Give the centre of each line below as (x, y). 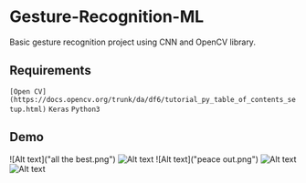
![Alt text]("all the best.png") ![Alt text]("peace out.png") (134, 159)
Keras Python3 (74, 109)
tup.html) (28, 109)
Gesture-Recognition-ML (107, 17)
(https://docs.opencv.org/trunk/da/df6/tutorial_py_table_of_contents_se (153, 99)
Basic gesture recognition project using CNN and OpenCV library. (132, 42)
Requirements (50, 71)
